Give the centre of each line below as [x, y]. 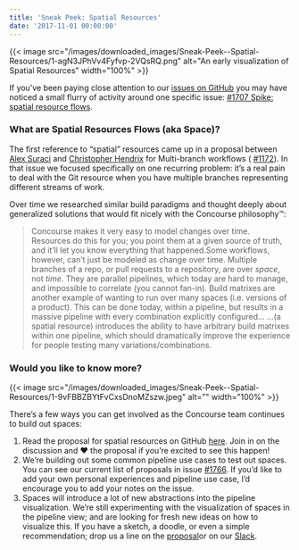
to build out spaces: [46, 424]
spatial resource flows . [51, 106]
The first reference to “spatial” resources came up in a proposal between [144, 149]
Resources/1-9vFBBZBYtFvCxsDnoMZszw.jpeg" [97, 397]
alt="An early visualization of [236, 61]
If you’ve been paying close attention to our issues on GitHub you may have [149, 87]
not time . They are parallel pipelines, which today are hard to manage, [159, 279]
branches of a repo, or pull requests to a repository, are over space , [156, 269]
